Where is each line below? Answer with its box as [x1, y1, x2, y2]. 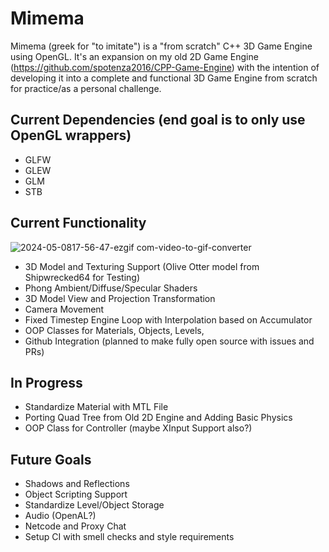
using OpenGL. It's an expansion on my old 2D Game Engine [10, 50, 259, 62]
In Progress [10, 374, 83, 391]
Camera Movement [24, 303, 105, 315]
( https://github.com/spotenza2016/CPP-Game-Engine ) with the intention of [10, 61, 320, 73]
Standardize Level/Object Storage [24, 499, 165, 511]
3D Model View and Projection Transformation [24, 292, 216, 304]
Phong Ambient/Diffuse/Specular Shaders [24, 282, 198, 294]
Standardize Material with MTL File [24, 401, 169, 413]
